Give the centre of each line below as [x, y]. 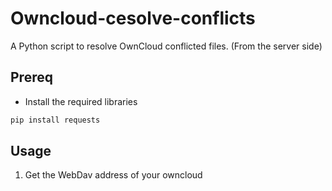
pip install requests [55, 120]
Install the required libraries [81, 101]
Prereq [31, 77]
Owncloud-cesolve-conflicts [133, 18]
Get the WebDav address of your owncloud [113, 175]
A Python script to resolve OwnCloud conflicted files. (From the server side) [166, 46]
